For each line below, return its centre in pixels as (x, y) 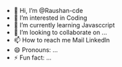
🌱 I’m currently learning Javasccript (64, 25)
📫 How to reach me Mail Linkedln (62, 40)
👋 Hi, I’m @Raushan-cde (48, 11)
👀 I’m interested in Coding (50, 18)
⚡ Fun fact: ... (32, 57)
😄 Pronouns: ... (36, 50)
